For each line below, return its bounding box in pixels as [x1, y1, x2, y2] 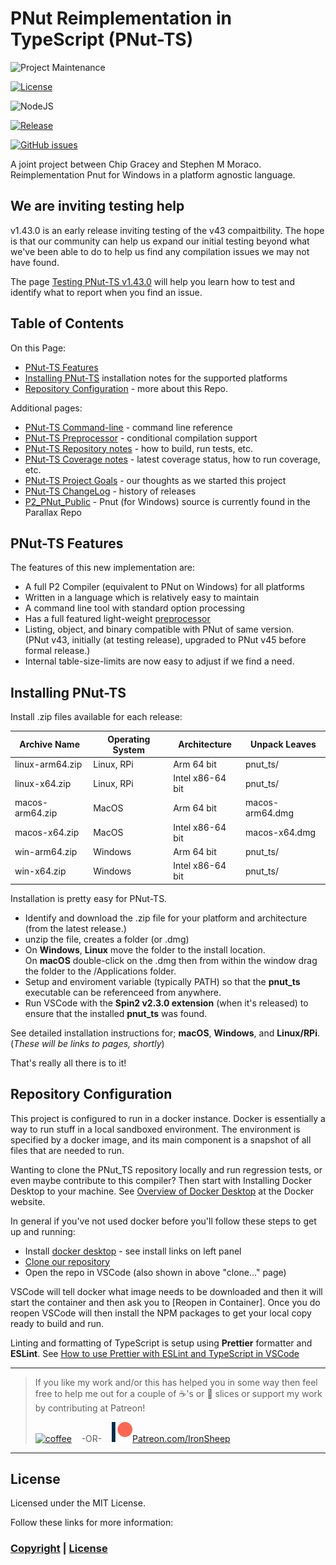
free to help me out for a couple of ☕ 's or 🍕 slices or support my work [34, 1387, 323, 1399]
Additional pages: [10, 402, 83, 414]
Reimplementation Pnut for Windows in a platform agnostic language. [10, 168, 296, 181]
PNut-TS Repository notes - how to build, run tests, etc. [24, 442, 254, 454]
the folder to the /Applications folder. [24, 965, 177, 977]
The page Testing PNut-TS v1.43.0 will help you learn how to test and [10, 275, 295, 287]
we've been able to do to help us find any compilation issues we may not [10, 245, 310, 257]
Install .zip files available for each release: [10, 711, 183, 723]
